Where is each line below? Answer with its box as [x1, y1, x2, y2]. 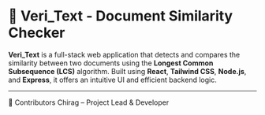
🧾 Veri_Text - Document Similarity [8, 7, 233, 25]
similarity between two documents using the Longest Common [8, 58, 214, 68]
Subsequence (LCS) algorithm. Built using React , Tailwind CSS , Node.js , [8, 66, 247, 76]
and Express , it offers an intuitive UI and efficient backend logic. [8, 75, 217, 84]
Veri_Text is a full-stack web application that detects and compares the [8, 50, 241, 59]
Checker [8, 24, 65, 42]
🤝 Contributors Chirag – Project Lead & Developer [8, 98, 170, 107]
